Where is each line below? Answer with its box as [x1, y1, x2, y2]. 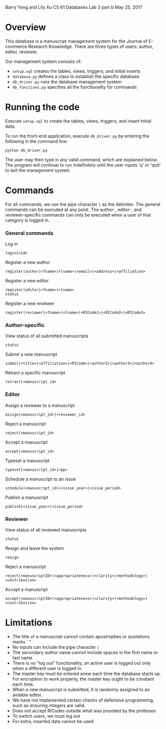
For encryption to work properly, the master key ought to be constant [12, 676, 154, 682]
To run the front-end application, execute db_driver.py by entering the [5, 133, 150, 139]
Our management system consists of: [5, 58, 82, 64]
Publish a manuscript [5, 494, 48, 500]
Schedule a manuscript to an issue [5, 476, 76, 482]
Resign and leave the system [5, 545, 64, 551]
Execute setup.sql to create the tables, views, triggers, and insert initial [5, 118, 152, 124]
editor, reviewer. [5, 48, 38, 54]
